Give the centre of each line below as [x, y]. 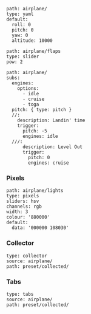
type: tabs [20, 294]
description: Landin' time [51, 120]
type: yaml [20, 14]
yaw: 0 [20, 35]
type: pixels [23, 196]
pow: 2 [15, 62]
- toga [31, 104]
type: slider [23, 56]
